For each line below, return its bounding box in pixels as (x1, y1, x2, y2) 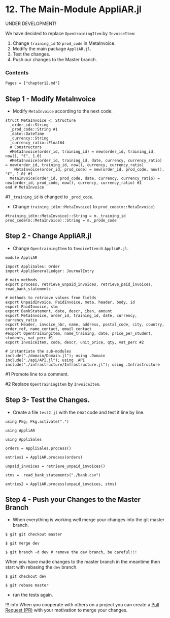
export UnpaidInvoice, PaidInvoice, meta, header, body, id (5, 300, 135, 305)
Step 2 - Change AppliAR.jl (5, 232, 91, 240)
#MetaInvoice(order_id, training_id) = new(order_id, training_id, (10, 149, 156, 154)
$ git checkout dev (5, 574, 47, 579)
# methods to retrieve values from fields (5, 295, 96, 300)
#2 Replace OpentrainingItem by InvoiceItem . (5, 381, 100, 387)
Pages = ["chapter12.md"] (5, 80, 60, 86)
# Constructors (10, 145, 42, 150)
